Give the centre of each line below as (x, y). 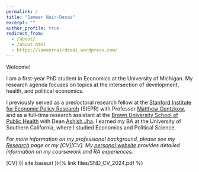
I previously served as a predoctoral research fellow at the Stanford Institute (99, 102)
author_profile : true (33, 28)
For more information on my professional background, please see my (91, 139)
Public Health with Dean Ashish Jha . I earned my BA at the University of (94, 121)
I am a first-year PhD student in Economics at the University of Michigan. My (99, 78)
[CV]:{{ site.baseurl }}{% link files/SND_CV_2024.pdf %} (75, 163)
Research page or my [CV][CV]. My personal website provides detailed (93, 145)
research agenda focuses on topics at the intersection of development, (93, 85)
